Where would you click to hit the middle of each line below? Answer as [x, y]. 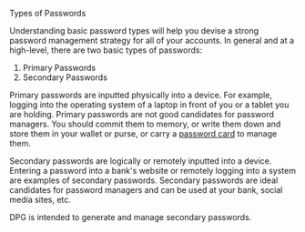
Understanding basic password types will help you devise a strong [134, 30]
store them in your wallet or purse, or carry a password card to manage [143, 134]
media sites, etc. [40, 200]
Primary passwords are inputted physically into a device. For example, [141, 95]
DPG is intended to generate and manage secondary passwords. [131, 217]
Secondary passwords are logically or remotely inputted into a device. [141, 161]
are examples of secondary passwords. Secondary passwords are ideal [144, 180]
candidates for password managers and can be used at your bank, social [146, 190]
